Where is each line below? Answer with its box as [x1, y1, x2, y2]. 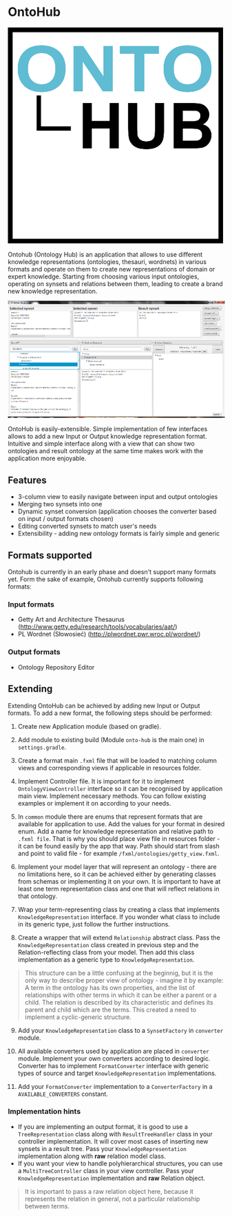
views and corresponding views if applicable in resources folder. [17, 763, 202, 772]
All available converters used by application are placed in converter [17, 1047, 209, 1055]
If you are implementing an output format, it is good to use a [17, 1122, 189, 1130]
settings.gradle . [17, 743, 67, 751]
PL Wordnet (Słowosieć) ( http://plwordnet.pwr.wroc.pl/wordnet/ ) [17, 630, 201, 638]
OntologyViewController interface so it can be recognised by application [17, 784, 223, 792]
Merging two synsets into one [17, 500, 103, 509]
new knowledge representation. [8, 287, 98, 295]
